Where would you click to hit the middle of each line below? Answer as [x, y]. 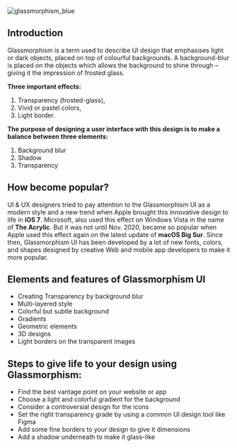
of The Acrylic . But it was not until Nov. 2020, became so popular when [112, 227]
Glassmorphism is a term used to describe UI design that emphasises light [116, 50]
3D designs [34, 334]
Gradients [32, 319]
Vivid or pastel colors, [49, 108]
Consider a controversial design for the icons [83, 407]
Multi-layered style [45, 304]
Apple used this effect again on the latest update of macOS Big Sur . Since [115, 234]
